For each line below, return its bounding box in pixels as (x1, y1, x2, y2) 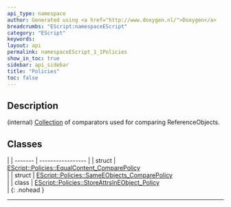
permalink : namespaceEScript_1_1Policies (7, 49, 128, 56)
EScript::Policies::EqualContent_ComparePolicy (7, 164, 141, 172)
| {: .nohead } (7, 186, 45, 194)
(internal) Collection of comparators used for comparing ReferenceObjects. (7, 118, 220, 126)
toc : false (7, 74, 38, 81)
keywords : (7, 36, 36, 43)
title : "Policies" (7, 68, 60, 75)
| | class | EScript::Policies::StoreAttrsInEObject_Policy (7, 179, 160, 186)
